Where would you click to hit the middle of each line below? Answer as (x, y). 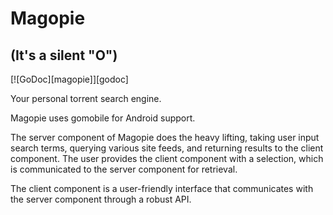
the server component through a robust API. (101, 199)
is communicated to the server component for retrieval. (124, 169)
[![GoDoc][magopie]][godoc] (69, 79)
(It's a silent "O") (64, 55)
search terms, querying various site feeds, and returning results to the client (167, 148)
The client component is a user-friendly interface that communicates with (162, 188)
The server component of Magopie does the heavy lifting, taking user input (165, 137)
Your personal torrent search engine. (86, 98)
